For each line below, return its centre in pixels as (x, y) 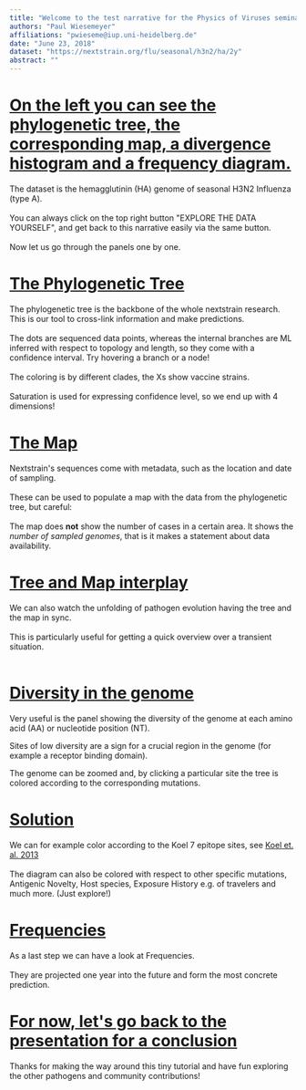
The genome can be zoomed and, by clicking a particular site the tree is (144, 773)
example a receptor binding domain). (79, 755)
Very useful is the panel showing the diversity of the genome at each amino (151, 718)
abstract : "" (34, 60)
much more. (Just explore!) (61, 893)
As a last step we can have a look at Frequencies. (102, 955)
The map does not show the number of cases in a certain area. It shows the (152, 526)
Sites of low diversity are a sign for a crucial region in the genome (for (140, 745)
